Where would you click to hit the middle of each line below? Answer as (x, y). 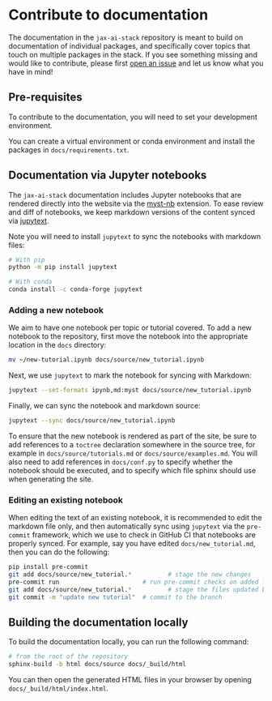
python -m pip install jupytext (63, 267)
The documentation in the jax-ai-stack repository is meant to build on (126, 37)
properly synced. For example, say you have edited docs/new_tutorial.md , (132, 544)
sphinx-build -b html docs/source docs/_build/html (97, 665)
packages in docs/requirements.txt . (69, 150)
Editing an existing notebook (66, 500)
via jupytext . (29, 220)
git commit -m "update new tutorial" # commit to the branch (115, 597)
